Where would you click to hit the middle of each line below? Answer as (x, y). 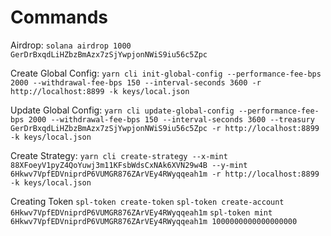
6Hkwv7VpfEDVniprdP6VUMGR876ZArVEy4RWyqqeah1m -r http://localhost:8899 (165, 174)
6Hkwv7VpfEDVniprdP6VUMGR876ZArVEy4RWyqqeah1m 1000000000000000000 (154, 221)
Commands (59, 17)
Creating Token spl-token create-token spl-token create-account (147, 201)
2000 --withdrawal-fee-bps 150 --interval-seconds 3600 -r (136, 82)
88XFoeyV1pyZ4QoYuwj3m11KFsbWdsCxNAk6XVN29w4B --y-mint (129, 165)
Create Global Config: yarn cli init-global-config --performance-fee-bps (166, 73)
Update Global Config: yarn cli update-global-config (122, 110)
